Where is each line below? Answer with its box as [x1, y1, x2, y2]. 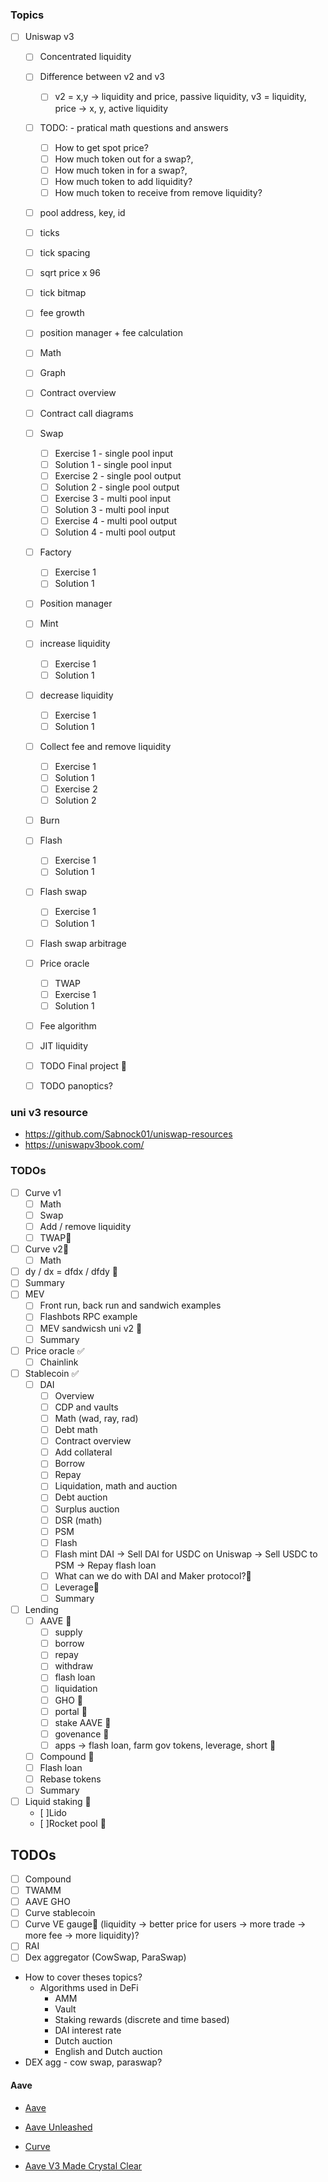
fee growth [39, 307, 85, 319]
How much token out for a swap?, [54, 153, 194, 165]
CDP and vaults [54, 1401, 119, 1413]
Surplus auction [54, 1503, 120, 1515]
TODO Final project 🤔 [39, 1060, 128, 1072]
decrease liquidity [39, 689, 114, 701]
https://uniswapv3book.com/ [24, 1139, 145, 1151]
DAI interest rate [54, 2024, 122, 2037]
